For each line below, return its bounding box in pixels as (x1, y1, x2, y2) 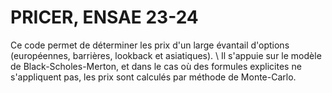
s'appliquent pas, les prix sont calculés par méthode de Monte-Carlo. (10, 71, 297, 83)
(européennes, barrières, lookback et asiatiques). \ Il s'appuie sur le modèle (10, 49, 322, 61)
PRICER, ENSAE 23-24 (10, 6, 199, 29)
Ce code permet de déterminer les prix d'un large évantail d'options (10, 39, 290, 51)
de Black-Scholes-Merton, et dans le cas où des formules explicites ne (10, 60, 302, 72)
